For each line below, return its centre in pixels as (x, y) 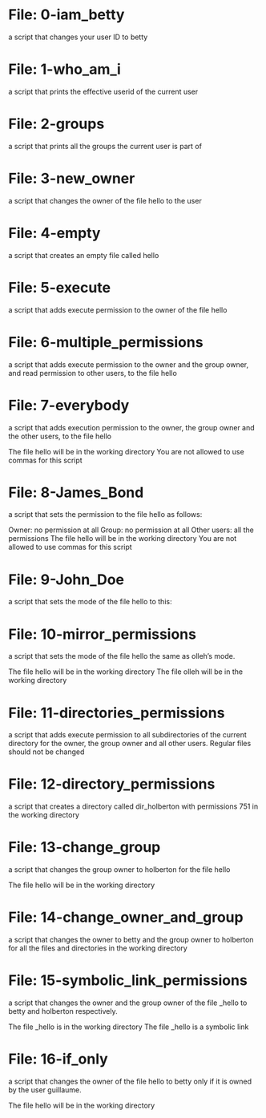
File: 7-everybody (69, 405)
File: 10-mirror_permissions (102, 634)
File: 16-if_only (58, 1059)
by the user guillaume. (45, 1090)
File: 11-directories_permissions (117, 713)
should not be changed (46, 752)
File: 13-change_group (85, 848)
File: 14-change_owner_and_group (126, 917)
